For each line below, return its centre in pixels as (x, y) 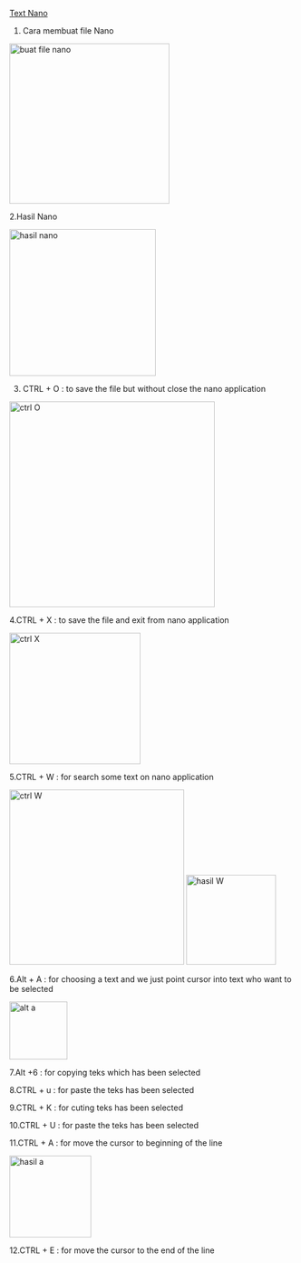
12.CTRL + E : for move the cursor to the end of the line (112, 1250)
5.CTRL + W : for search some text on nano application (112, 777)
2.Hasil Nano (34, 216)
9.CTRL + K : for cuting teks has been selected (97, 1108)
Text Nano (29, 13)
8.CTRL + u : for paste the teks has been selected (102, 1090)
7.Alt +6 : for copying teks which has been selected (105, 1073)
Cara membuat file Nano (68, 30)
